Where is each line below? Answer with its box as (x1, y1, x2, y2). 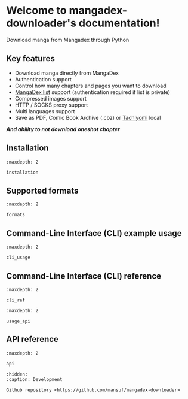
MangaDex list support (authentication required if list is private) (14, 88, 171, 96)
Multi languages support (14, 107, 75, 114)
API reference (6, 334, 58, 344)
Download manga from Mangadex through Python (6, 36, 130, 43)
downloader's (6, 16, 76, 30)
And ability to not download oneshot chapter (6, 125, 121, 132)
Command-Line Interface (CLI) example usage (6, 228, 182, 238)
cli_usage (6, 255, 31, 261)
